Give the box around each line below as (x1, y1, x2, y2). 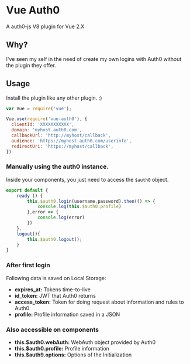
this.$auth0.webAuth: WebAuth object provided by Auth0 (14, 338, 156, 346)
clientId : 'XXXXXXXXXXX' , (11, 121, 75, 128)
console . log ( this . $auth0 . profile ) (37, 203, 122, 210)
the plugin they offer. (6, 62, 57, 69)
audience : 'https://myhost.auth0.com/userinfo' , (11, 138, 132, 144)
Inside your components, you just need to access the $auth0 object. (6, 176, 169, 183)
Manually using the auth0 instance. (6, 162, 109, 171)
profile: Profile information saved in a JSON (14, 311, 120, 318)
